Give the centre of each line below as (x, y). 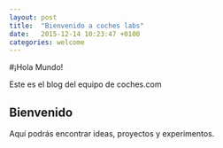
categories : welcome (47, 42)
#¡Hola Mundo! (36, 67)
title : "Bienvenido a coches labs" (77, 26)
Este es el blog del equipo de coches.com (85, 84)
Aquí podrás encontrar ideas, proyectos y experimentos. (112, 134)
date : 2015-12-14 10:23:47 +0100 (75, 34)
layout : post (33, 17)
